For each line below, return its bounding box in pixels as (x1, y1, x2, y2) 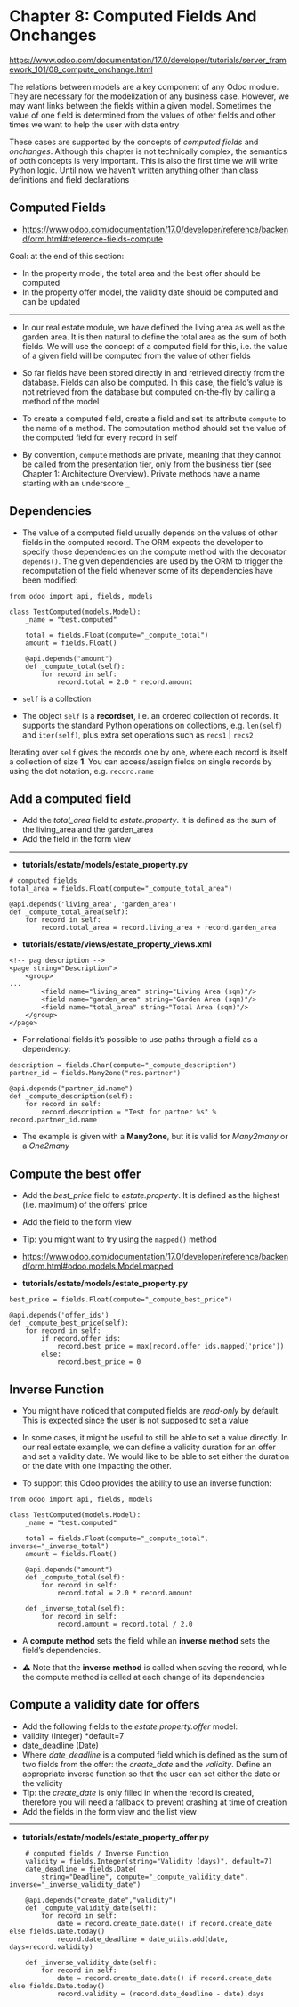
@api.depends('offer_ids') (9, 1311, 109, 1320)
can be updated (21, 296, 81, 306)
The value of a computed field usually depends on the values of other (21, 527, 278, 538)
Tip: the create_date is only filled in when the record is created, (21, 1787, 255, 1798)
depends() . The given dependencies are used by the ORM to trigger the (21, 555, 283, 567)
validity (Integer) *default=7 (21, 1730, 125, 1741)
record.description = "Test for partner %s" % (41, 1107, 217, 1117)
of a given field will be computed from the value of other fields (21, 350, 251, 361)
